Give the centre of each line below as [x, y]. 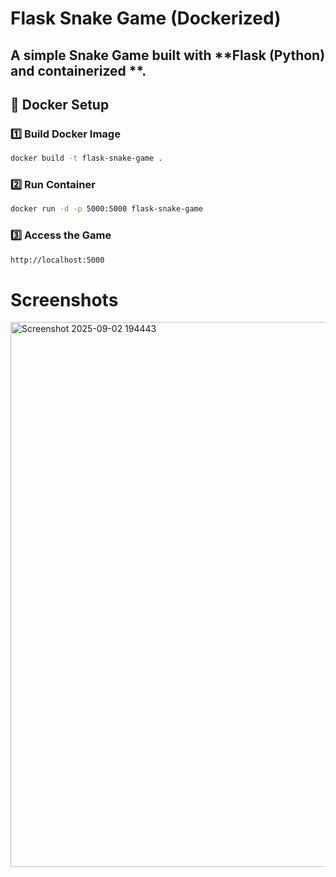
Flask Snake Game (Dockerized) [146, 18]
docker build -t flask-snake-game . [86, 158]
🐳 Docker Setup [60, 104]
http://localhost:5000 [57, 260]
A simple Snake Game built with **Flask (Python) [168, 55]
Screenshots [64, 299]
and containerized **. [78, 70]
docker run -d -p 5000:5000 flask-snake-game [106, 209]
